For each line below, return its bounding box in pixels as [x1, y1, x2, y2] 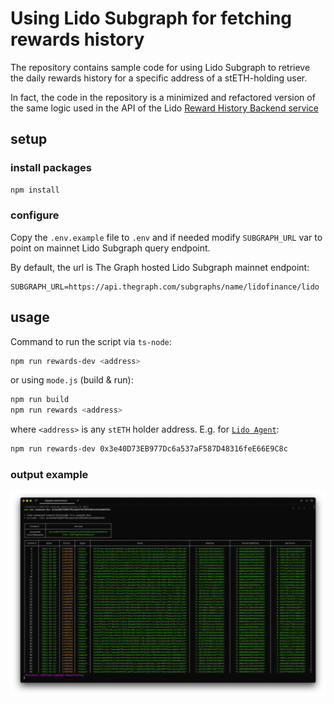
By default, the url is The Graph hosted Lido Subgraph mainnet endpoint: [10, 261, 310, 273]
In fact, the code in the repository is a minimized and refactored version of [10, 91, 316, 103]
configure [10, 208, 60, 222]
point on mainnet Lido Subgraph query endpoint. [10, 242, 211, 254]
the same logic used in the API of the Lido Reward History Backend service [10, 102, 319, 114]
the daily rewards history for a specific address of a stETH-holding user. [10, 72, 308, 84]
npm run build [10, 395, 70, 405]
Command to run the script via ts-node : [10, 335, 172, 347]
